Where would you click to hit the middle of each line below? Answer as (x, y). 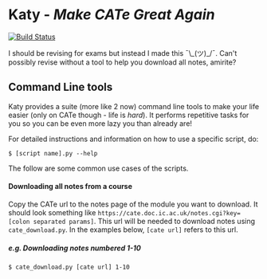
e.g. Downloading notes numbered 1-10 (75, 248)
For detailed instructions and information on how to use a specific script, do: (133, 139)
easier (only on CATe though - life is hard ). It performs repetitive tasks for (129, 115)
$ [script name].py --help (53, 153)
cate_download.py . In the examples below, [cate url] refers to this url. (123, 230)
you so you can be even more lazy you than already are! (100, 123)
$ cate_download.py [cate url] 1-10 (69, 267)
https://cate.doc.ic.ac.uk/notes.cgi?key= (169, 213)
